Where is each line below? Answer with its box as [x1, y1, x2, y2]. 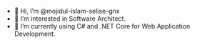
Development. [14, 29, 56, 38]
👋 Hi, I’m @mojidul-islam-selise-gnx [14, 7, 120, 15]
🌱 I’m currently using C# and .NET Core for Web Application [14, 22, 191, 30]
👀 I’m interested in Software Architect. [14, 14, 126, 23]
